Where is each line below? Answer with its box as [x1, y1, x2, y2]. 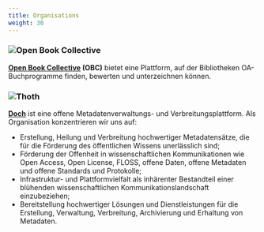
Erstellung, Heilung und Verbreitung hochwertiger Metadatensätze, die [19, 133, 251, 142]
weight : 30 [8, 19, 44, 27]
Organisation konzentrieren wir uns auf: [8, 118, 137, 127]
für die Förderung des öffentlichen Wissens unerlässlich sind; [19, 141, 220, 151]
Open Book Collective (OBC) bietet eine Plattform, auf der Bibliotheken [8, 62, 239, 72]
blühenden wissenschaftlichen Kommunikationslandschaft [19, 183, 209, 193]
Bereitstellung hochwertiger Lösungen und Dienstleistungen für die [19, 200, 239, 209]
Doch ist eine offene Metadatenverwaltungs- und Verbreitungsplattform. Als [8, 109, 257, 118]
